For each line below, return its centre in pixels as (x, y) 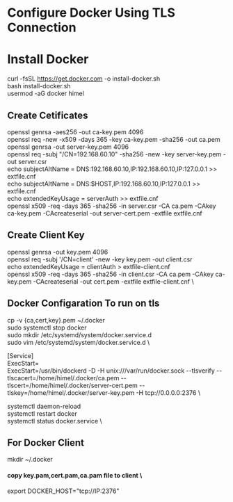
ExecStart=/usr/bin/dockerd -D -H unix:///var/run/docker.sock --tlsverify (111, 371)
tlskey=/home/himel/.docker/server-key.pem (71, 392)
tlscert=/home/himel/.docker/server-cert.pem (72, 385)
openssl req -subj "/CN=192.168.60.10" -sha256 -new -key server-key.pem (114, 154)
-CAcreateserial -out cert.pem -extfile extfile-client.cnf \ (114, 281)
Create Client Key (46, 235)
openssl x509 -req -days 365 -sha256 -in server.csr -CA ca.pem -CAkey (112, 206)
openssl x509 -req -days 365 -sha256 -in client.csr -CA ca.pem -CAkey (111, 274)
